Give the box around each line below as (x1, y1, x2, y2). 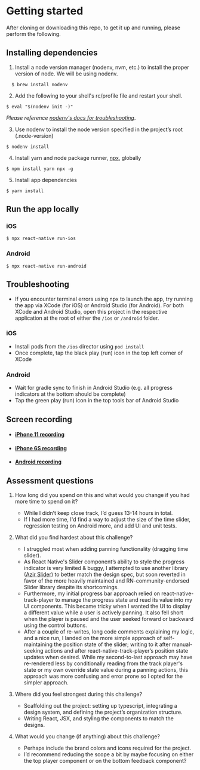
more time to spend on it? (14, 498, 78, 505)
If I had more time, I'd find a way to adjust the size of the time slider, (23, 516, 191, 523)
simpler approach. (23, 679, 69, 686)
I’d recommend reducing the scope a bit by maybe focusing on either (23, 751, 194, 758)
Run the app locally (6, 204, 79, 214)
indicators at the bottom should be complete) (14, 390, 127, 398)
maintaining (23, 641, 53, 648)
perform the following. (6, 30, 61, 37)
